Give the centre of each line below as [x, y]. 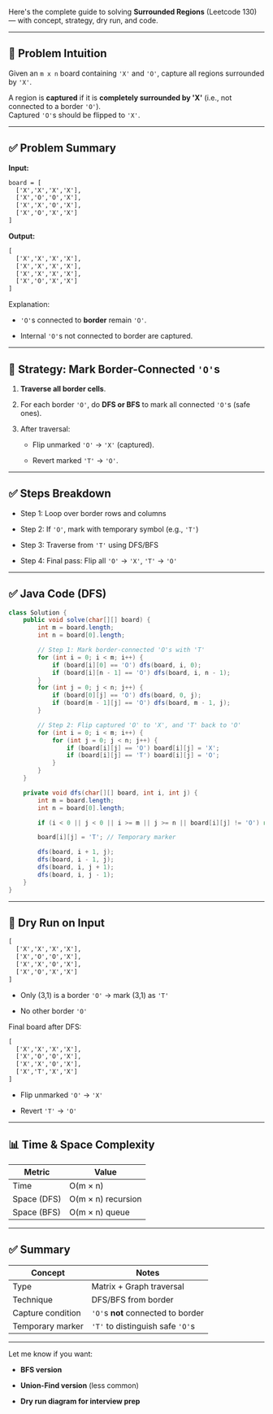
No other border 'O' [54, 1011]
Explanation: [29, 304]
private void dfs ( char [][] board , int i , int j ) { [110, 793]
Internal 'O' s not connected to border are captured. [106, 336]
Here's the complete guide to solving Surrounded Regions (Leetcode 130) [133, 12]
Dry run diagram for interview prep [80, 1401]
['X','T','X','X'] [47, 1072]
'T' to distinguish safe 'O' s [143, 1326]
